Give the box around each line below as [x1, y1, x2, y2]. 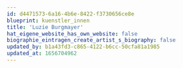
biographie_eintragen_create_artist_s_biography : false [6, 37, 176, 44]
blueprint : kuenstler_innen [6, 17, 90, 24]
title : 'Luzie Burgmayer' [6, 23, 83, 30]
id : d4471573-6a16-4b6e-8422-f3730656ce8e [6, 10, 135, 18]
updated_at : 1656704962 [6, 50, 78, 57]
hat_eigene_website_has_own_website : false [6, 30, 138, 38]
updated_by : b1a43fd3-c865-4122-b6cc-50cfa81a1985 [6, 43, 160, 50]
